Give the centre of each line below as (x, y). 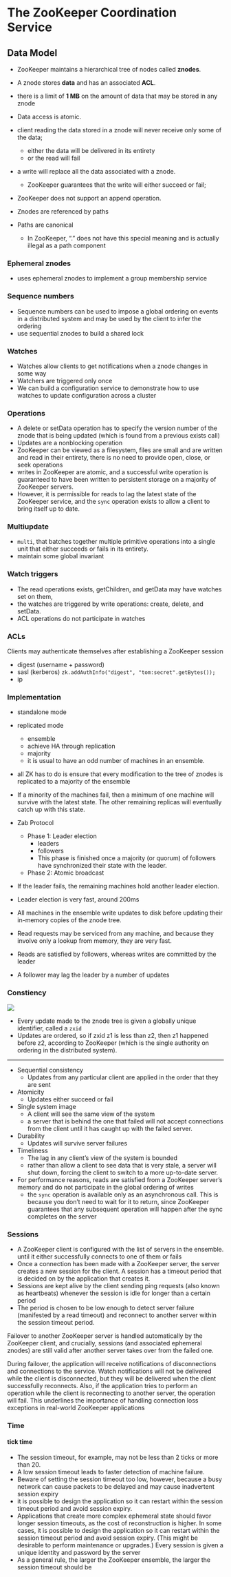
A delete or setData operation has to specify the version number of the (117, 428)
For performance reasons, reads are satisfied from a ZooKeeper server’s (120, 1179)
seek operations (40, 465)
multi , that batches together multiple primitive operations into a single (116, 542)
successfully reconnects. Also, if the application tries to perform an (102, 1385)
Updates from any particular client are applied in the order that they (123, 1077)
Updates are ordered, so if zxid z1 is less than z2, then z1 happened (113, 1035)
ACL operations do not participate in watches (81, 618)
